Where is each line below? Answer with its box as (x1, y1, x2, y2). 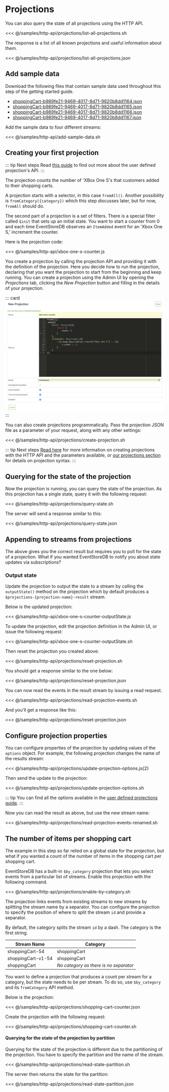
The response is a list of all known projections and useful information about (5, 39, 162, 46)
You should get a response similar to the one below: (5, 668, 113, 674)
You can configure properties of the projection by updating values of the (5, 745, 156, 751)
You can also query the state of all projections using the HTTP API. (5, 20, 144, 26)
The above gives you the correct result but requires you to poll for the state (5, 549, 161, 555)
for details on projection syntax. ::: (5, 458, 77, 464)
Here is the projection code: (5, 238, 63, 244)
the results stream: (5, 756, 44, 762)
